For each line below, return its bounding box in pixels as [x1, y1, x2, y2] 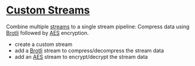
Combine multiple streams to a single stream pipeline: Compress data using [6, 23, 190, 30]
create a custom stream [14, 41, 72, 48]
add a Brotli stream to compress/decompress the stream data [14, 47, 164, 54]
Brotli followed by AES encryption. [6, 29, 90, 36]
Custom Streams [6, 4, 90, 17]
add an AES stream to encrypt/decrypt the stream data [14, 53, 148, 60]
